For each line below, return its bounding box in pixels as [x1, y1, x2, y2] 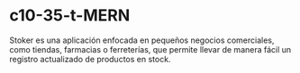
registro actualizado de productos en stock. [9, 53, 171, 64]
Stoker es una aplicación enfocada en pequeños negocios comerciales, [9, 35, 275, 45]
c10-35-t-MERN [9, 5, 131, 26]
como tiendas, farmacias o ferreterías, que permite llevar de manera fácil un [9, 44, 292, 54]
